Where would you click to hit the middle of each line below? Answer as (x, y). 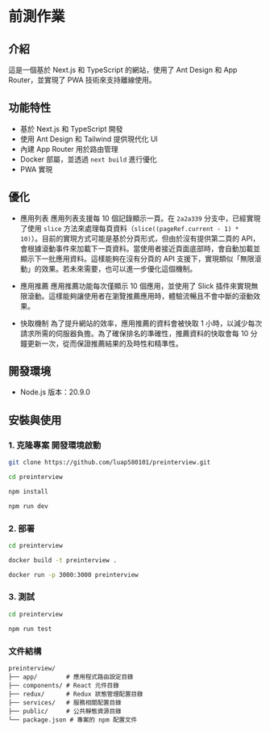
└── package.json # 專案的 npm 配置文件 (73, 720)
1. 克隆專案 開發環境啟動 (55, 445)
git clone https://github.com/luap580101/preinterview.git (110, 463)
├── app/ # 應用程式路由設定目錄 (71, 677)
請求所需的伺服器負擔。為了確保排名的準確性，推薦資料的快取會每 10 (134, 333)
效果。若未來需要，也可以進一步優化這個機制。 (119, 268)
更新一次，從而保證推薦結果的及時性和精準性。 (105, 343)
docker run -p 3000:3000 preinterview (73, 574)
